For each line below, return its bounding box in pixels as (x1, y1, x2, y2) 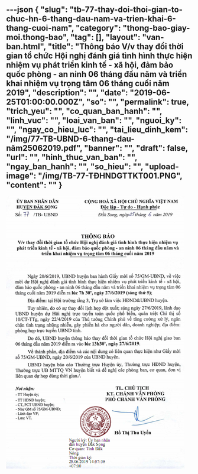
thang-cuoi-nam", (6, 23, 74, 33)
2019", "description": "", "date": (6, 88, 128, 98)
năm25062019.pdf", (6, 143, 83, 153)
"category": (76, 23, 121, 33)
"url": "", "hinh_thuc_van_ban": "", (6, 152, 138, 163)
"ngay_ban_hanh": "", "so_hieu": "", (6, 162, 144, 172)
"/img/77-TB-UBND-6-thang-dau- (6, 134, 135, 144)
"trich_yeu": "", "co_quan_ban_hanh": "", (6, 106, 163, 116)
